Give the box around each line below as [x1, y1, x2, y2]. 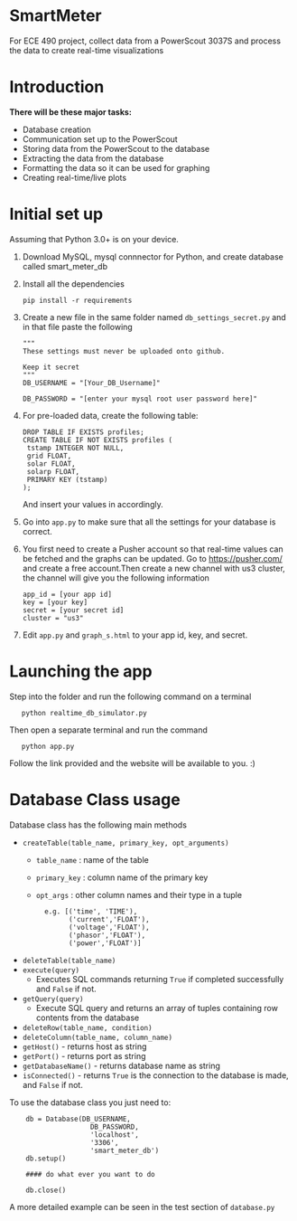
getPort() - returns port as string [22, 1050, 146, 1061]
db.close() [25, 1186, 67, 1195]
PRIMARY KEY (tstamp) [26, 475, 108, 484]
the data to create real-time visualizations [9, 44, 164, 55]
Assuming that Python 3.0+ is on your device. [9, 233, 179, 244]
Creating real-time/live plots [22, 172, 127, 183]
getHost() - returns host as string [22, 1041, 147, 1052]
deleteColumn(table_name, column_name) [22, 1033, 173, 1042]
